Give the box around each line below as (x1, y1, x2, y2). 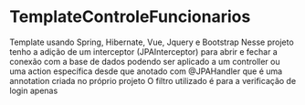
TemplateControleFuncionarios (9, 6, 251, 27)
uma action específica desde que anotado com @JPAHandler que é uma (9, 66, 283, 77)
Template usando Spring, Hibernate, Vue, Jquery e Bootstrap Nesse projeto (9, 37, 294, 47)
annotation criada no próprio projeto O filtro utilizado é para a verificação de (9, 75, 297, 86)
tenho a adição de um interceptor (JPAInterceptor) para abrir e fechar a (9, 46, 279, 57)
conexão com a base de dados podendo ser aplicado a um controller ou (9, 56, 280, 67)
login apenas (9, 85, 58, 96)
